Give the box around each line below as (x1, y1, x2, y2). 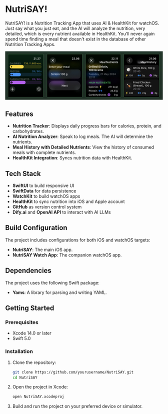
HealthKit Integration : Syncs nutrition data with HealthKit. (12, 155, 132, 161)
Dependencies (5, 266, 51, 275)
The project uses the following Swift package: (5, 279, 100, 285)
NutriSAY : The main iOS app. (12, 246, 73, 252)
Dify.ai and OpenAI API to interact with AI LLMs (12, 209, 111, 215)
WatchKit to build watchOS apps (12, 193, 80, 199)
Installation (5, 348, 33, 355)
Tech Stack (5, 169, 41, 178)
